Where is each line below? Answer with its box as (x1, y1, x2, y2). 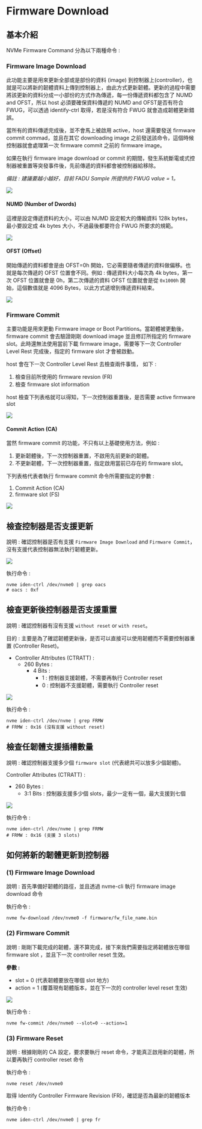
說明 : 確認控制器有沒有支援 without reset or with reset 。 (6, 622, 151, 629)
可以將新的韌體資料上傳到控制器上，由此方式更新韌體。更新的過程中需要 (16, 84, 196, 91)
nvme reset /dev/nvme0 (6, 1080, 63, 1086)
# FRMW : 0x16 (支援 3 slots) (6, 832, 80, 838)
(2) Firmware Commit (6, 929, 70, 937)
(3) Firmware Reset (6, 1034, 63, 1042)
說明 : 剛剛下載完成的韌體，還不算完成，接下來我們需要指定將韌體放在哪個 (6, 943, 190, 950)
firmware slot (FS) (14, 491, 60, 498)
